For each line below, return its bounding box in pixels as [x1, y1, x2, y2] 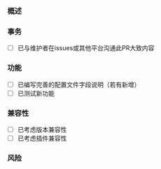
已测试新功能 [17, 89, 55, 97]
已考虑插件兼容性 [17, 134, 67, 142]
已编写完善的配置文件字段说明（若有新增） [17, 80, 141, 89]
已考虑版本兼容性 [17, 126, 67, 133]
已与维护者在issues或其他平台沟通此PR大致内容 [17, 44, 155, 52]
